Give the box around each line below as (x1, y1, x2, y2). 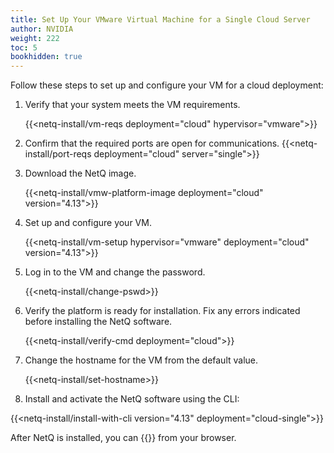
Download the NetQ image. (24, 167, 137, 180)
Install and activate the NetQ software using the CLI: (24, 393, 240, 405)
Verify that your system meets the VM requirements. (24, 99, 241, 111)
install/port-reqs (24, 148, 92, 160)
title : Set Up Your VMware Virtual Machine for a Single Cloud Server (10, 14, 311, 25)
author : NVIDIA (10, 24, 74, 34)
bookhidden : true (10, 52, 83, 62)
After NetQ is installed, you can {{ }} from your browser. (10, 432, 237, 444)
